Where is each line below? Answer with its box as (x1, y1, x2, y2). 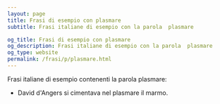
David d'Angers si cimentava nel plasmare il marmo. (17, 89, 169, 97)
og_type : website (7, 49, 59, 56)
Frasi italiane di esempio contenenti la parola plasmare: (7, 74, 167, 83)
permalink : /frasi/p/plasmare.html (7, 56, 112, 63)
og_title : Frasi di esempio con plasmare (7, 36, 131, 43)
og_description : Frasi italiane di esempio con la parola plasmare (7, 43, 213, 50)
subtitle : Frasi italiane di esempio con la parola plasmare (7, 23, 194, 30)
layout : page (7, 10, 46, 18)
